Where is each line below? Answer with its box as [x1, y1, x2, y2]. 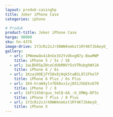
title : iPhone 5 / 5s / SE [14, 58, 70, 63]
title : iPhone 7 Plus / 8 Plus [14, 95, 79, 100]
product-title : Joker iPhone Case [5, 30, 77, 35]
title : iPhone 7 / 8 [14, 86, 57, 91]
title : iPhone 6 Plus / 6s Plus [14, 77, 81, 82]
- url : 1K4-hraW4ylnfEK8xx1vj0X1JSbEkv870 [9, 81, 99, 86]
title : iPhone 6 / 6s [14, 67, 59, 72]
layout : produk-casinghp [5, 7, 57, 12]
